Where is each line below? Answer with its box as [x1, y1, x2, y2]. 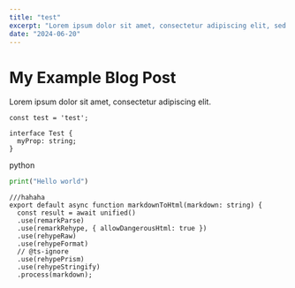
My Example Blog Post [9, 67, 177, 87]
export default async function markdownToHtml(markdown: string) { [9, 201, 263, 210]
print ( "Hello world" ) [9, 178, 89, 186]
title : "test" [9, 12, 62, 22]
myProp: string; [17, 137, 77, 146]
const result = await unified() [17, 208, 137, 217]
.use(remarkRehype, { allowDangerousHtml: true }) [17, 224, 208, 233]
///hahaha [9, 193, 46, 202]
